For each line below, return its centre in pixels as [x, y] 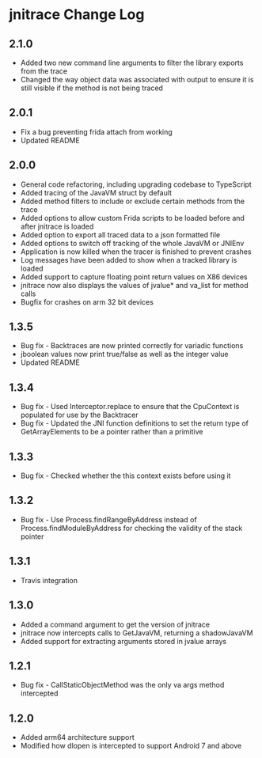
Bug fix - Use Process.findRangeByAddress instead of [108, 519]
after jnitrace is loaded [57, 226]
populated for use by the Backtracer [80, 415]
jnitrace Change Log [77, 15]
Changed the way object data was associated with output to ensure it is [137, 80]
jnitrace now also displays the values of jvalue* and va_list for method [134, 285]
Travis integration [49, 580]
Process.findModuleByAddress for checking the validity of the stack [131, 528]
